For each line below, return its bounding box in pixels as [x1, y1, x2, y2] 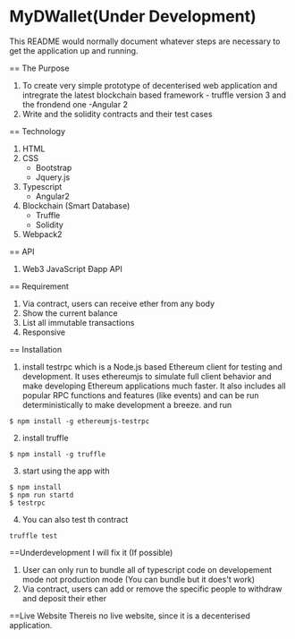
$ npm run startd [9, 490, 74, 499]
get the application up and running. [9, 45, 139, 55]
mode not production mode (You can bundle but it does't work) [21, 574, 255, 584]
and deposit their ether [21, 592, 107, 603]
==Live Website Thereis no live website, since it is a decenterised [9, 610, 250, 621]
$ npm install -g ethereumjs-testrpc [9, 416, 150, 426]
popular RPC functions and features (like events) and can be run [21, 389, 259, 400]
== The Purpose [9, 63, 70, 73]
